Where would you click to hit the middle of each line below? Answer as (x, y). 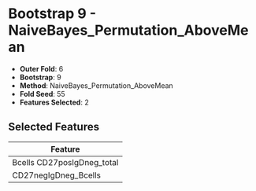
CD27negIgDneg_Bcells (56, 175)
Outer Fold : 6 (41, 68)
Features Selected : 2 (54, 102)
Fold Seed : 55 (42, 94)
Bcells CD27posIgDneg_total (65, 162)
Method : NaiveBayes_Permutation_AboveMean (96, 85)
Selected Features (54, 127)
